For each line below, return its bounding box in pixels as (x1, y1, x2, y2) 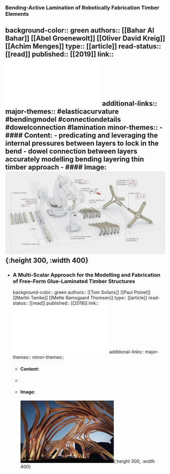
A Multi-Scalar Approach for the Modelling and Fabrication (12, 271, 161, 278)
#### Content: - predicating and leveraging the (5, 131, 158, 140)
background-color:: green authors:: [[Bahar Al (5, 26, 155, 35)
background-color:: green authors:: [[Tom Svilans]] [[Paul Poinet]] (12, 289, 151, 295)
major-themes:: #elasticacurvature (5, 107, 119, 116)
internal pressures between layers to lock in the (5, 139, 159, 148)
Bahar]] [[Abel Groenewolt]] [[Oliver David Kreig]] (5, 34, 165, 43)
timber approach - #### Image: (5, 163, 107, 172)
